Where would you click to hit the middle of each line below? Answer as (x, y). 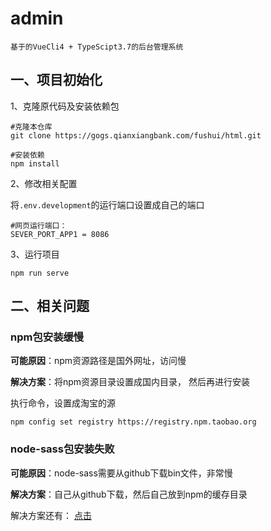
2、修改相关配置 (44, 183)
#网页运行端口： (39, 225)
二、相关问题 (50, 306)
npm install (35, 163)
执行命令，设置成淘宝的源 (63, 403)
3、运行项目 (35, 254)
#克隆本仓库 (31, 127)
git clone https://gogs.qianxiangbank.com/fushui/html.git (136, 135)
